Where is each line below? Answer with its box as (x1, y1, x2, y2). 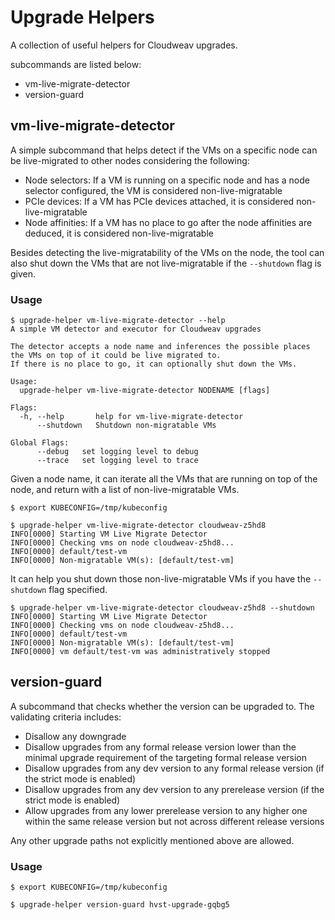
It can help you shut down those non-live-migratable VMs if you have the (10, 573, 312, 585)
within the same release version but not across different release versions (24, 815, 325, 827)
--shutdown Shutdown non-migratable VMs (36, 421, 217, 431)
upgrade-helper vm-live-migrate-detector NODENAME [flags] (19, 386, 271, 396)
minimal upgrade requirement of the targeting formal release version (24, 751, 308, 763)
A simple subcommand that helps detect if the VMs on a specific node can (10, 144, 318, 156)
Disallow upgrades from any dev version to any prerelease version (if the (24, 783, 325, 795)
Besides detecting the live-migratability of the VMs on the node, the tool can (10, 246, 325, 258)
